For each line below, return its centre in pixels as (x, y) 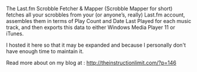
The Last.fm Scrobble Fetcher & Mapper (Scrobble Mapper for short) (89, 9)
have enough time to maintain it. (45, 51)
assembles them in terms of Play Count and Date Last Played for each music (99, 21)
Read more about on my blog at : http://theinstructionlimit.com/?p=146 (91, 63)
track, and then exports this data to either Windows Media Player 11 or (91, 27)
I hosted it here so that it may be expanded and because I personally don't (96, 45)
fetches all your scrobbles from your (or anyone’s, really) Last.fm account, (96, 15)
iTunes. (15, 34)
